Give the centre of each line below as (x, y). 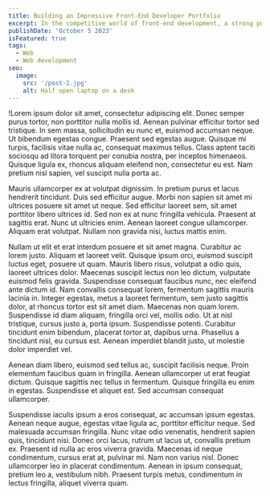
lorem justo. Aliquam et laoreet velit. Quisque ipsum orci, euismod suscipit (131, 256)
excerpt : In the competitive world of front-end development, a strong (131, 23)
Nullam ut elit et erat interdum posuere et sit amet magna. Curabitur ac (125, 247)
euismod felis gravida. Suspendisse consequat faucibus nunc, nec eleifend (133, 281)
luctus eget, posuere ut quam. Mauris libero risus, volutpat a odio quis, (125, 264)
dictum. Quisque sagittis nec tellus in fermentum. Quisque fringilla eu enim (132, 382)
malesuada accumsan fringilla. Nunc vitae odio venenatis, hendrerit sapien (132, 432)
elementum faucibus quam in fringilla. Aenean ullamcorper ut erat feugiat (129, 374)
